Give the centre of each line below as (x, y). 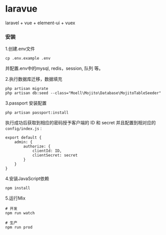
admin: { (23, 142)
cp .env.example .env (28, 59)
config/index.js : (23, 128)
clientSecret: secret (55, 155)
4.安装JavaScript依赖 (27, 179)
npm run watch (20, 213)
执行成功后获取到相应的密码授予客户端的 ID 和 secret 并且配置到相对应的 (80, 123)
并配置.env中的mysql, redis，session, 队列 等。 (54, 68)
